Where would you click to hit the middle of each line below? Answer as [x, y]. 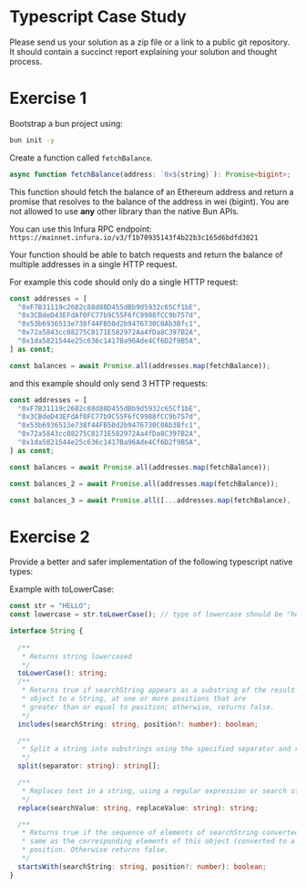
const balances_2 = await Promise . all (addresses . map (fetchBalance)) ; [144, 484]
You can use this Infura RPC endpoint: [81, 229]
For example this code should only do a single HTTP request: [124, 282]
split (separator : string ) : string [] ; [89, 766]
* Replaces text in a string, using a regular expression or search [154, 790]
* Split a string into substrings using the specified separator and [156, 749]
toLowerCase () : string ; [62, 673]
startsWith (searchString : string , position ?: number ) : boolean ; [142, 867]
